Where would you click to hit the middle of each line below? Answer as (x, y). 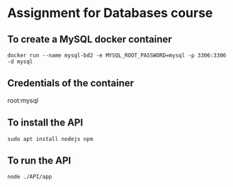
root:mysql (23, 100)
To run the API (39, 161)
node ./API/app (30, 177)
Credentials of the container (71, 83)
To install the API (45, 123)
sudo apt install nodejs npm (50, 139)
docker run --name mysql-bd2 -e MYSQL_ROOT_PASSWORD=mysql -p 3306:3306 (117, 55)
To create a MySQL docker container (90, 39)
